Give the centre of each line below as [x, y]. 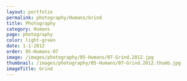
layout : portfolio [30, 12]
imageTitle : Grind [30, 69]
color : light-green [31, 40]
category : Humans [28, 29]
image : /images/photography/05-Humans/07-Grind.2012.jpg [80, 57]
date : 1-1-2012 [26, 46]
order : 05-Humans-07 [33, 52]
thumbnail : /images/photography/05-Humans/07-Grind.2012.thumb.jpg [94, 63]
